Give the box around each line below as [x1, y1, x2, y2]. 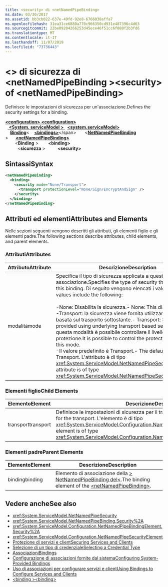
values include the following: [55, 291, 123, 298]
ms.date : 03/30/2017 [5, 12, 48, 17]
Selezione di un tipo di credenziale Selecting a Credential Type [12, 545, 140, 551]
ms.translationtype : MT [5, 30, 55, 35]
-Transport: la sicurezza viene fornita [55, 310, 143, 317]
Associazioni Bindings [12, 550, 57, 556]
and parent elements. [5, 238, 49, 245]
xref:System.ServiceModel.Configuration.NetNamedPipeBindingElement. [12, 523, 162, 530]
